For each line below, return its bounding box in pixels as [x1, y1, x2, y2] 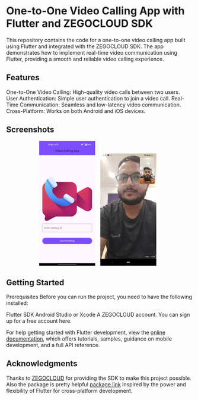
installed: [6, 299, 28, 307]
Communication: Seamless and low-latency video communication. [20, 101, 181, 108]
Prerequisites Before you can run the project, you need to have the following [6, 293, 193, 300]
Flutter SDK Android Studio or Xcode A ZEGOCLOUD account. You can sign [6, 311, 190, 318]
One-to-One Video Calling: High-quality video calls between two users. [6, 88, 180, 96]
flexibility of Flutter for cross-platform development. [6, 387, 133, 394]
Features [6, 73, 40, 83]
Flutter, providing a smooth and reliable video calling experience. [6, 55, 164, 62]
